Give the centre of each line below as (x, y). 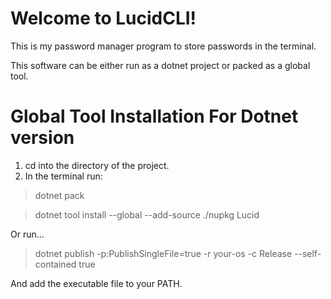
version (42, 138)
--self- (308, 253)
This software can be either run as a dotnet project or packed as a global (160, 65)
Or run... (27, 234)
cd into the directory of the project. (97, 165)
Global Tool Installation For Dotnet (154, 116)
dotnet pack (59, 195)
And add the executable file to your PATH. (96, 283)
